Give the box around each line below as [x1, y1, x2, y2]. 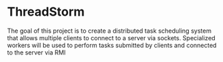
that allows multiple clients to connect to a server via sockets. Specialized [7, 33, 216, 42]
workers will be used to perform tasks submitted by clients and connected [7, 41, 218, 49]
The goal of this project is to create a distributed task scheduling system [7, 27, 211, 35]
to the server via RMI [7, 48, 67, 57]
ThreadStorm [7, 4, 85, 20]
